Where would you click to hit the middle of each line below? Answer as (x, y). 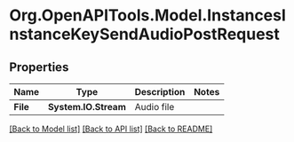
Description (160, 92)
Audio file (155, 107)
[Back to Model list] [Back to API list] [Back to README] (111, 129)
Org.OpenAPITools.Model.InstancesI (148, 16)
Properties (39, 67)
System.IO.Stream (87, 107)
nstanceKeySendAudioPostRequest (144, 34)
